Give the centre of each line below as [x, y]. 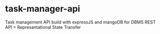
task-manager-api [43, 9]
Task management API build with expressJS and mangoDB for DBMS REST [80, 22]
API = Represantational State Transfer [43, 27]
